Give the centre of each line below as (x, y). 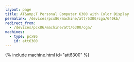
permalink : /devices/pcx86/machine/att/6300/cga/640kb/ (63, 18)
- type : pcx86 (24, 37)
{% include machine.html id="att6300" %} (47, 55)
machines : (15, 32)
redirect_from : (20, 23)
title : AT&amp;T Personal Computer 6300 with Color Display (67, 14)
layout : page (18, 9)
